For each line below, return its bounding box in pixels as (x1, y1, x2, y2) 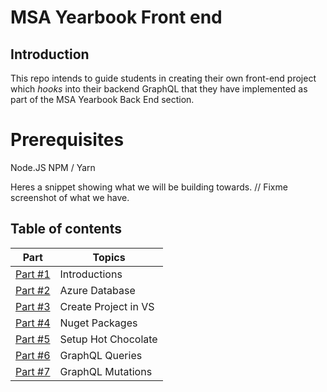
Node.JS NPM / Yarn (10, 161, 96, 173)
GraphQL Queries (59, 348, 143, 362)
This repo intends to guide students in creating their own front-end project (10, 72, 317, 84)
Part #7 (15, 364, 51, 378)
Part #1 (15, 267, 51, 281)
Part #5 (15, 332, 51, 346)
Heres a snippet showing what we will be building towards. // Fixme (10, 181, 288, 193)
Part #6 (15, 348, 51, 362)
